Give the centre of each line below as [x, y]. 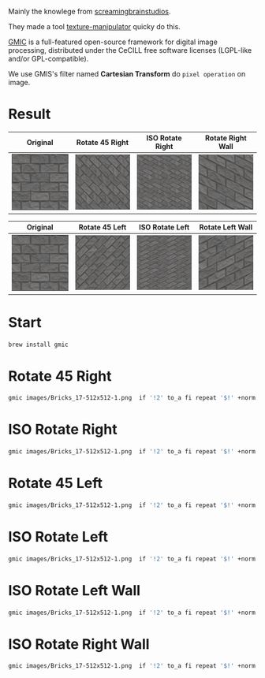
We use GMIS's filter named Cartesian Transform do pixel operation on [127, 74]
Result [30, 114]
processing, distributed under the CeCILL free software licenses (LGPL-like [130, 50]
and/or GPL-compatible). [49, 59]
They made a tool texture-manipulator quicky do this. [95, 26]
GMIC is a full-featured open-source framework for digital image [113, 42]
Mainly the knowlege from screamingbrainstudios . [90, 11]
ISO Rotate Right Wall [79, 644]
